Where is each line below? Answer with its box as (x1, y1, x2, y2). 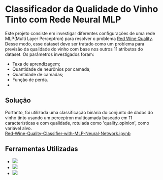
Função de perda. (12, 77, 48, 83)
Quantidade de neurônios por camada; (12, 66, 91, 72)
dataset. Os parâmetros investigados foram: (5, 51, 95, 57)
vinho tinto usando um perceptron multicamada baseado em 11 (5, 115, 132, 121)
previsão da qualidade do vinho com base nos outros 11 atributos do (5, 46, 143, 52)
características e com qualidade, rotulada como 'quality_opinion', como (5, 120, 149, 126)
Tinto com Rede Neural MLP (5, 14, 122, 25)
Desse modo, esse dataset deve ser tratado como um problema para (5, 41, 145, 46)
